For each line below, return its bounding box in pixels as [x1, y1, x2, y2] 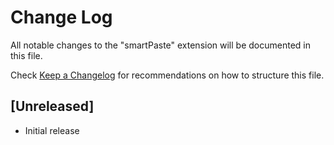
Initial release [24, 124, 80, 136]
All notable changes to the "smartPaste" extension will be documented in [10, 39, 311, 51]
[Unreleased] [10, 98, 95, 115]
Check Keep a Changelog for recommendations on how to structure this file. [10, 69, 325, 81]
